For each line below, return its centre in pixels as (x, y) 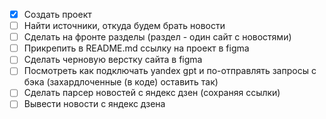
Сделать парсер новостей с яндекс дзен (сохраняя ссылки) (152, 93)
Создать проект (57, 14)
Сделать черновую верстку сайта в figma (113, 60)
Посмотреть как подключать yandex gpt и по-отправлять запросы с (170, 71)
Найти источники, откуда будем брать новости (124, 26)
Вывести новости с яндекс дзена (94, 104)
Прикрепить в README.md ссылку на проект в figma (136, 48)
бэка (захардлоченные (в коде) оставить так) (121, 82)
